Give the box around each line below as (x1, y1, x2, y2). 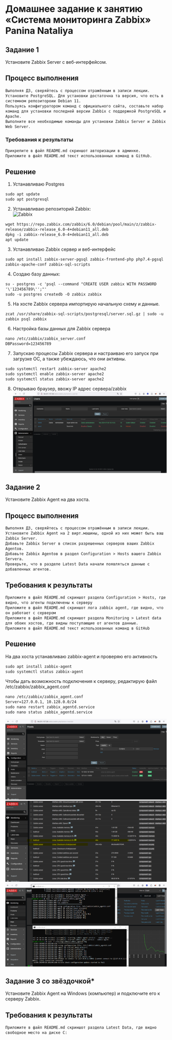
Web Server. (5, 124, 31, 129)
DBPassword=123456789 (5, 341, 52, 346)
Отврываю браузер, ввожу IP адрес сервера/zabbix (12, 385, 127, 392)
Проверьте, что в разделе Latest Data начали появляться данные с (5, 562, 150, 567)
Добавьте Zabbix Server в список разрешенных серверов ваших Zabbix (5, 541, 155, 546)
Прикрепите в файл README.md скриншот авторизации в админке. (5, 148, 141, 154)
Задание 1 (5, 45, 39, 54)
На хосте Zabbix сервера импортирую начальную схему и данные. (12, 301, 160, 307)
